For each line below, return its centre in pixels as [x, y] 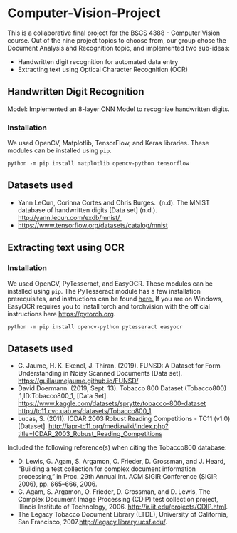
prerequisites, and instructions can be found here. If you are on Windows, [115, 299]
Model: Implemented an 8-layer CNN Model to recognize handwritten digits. [118, 109]
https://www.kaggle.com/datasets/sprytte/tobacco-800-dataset [112, 403]
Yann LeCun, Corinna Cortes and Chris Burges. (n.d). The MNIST [114, 202]
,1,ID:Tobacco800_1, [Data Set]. [63, 396]
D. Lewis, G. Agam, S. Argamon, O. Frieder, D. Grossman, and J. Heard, [121, 462]
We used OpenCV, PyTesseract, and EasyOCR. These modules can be [110, 284]
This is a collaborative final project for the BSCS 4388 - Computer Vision [114, 33]
